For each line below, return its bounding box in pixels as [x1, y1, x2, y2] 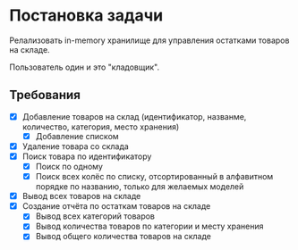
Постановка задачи [9, 5, 164, 26]
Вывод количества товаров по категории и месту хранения [35, 221, 264, 232]
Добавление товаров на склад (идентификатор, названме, [21, 111, 247, 121]
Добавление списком [35, 130, 119, 141]
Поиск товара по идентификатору [21, 151, 152, 162]
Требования [9, 87, 81, 103]
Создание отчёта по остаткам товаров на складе [21, 201, 211, 212]
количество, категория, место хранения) [21, 121, 180, 132]
